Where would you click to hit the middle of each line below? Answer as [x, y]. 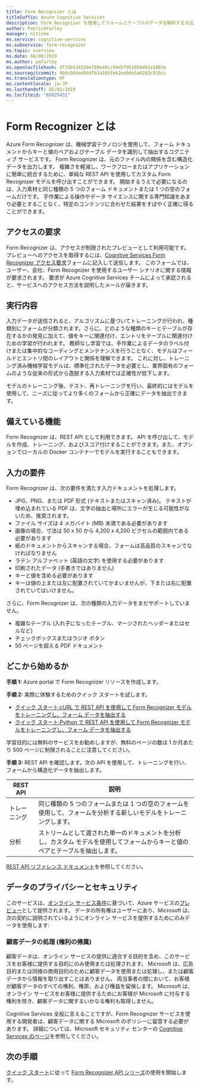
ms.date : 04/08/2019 [32, 56]
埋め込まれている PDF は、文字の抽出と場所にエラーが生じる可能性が [99, 508]
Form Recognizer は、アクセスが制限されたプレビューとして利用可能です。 [98, 247]
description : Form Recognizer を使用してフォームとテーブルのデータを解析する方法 [100, 23]
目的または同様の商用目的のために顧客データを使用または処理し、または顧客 [100, 971]
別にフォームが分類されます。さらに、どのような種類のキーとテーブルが [99, 329]
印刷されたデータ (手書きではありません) [64, 567]
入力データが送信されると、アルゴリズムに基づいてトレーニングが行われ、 [97, 321]
